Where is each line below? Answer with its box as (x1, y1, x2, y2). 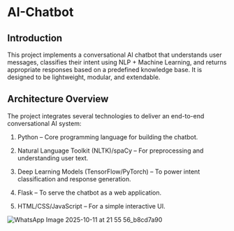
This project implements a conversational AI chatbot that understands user (7, 50, 222, 59)
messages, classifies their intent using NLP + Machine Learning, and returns (7, 58, 227, 66)
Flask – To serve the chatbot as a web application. (17, 188, 162, 197)
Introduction (7, 32, 63, 44)
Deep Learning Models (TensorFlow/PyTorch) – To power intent (17, 167, 200, 176)
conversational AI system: (7, 119, 82, 127)
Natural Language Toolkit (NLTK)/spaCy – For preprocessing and (17, 146, 204, 155)
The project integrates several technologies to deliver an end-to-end (7, 111, 205, 120)
